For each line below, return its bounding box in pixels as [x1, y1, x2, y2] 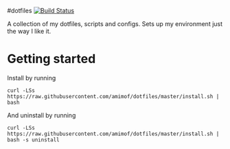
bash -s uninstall [7, 136, 60, 144]
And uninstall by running [7, 111, 76, 119]
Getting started [7, 51, 96, 67]
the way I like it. [7, 27, 51, 35]
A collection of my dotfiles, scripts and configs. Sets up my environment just [7, 20, 223, 27]
